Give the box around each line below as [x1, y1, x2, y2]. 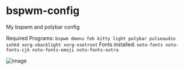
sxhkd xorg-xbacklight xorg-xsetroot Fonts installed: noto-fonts [6, 41, 164, 48]
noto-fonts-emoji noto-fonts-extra [32, 47, 119, 53]
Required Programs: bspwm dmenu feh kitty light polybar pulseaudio [6, 34, 176, 41]
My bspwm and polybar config [6, 23, 80, 30]
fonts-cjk [6, 47, 30, 53]
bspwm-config [6, 4, 80, 17]
